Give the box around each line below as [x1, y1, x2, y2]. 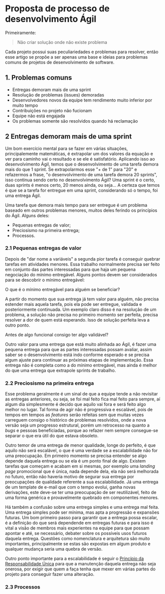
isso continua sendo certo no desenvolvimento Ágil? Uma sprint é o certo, [5, 177, 155, 183]
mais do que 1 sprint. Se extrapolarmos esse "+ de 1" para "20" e [5, 166, 137, 172]
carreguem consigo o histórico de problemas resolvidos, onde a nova [5, 417, 146, 423]
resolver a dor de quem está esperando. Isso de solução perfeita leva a [5, 317, 150, 323]
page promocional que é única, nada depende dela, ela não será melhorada [5, 468, 159, 474]
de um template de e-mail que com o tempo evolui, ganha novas [5, 484, 136, 490]
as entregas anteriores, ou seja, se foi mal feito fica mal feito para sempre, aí [5, 396, 161, 402]
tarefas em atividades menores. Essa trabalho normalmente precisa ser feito [5, 261, 160, 267]
